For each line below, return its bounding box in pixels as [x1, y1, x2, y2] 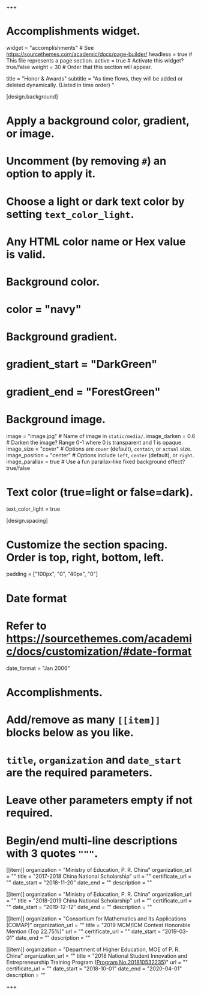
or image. [6, 127, 55, 141]
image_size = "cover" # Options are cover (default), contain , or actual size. [6, 445, 192, 452]
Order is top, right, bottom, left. [6, 550, 164, 564]
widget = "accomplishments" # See [6, 44, 94, 51]
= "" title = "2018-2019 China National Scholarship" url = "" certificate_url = [6, 897, 192, 904]
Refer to [6, 619, 47, 633]
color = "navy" [6, 303, 82, 316]
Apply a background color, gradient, [6, 114, 190, 128]
